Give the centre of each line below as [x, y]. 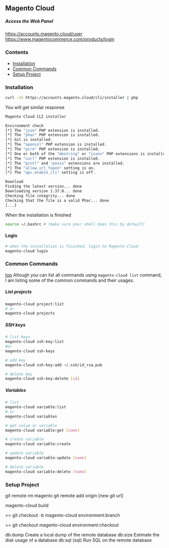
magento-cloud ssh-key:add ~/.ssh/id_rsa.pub [54, 365]
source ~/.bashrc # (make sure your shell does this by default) [75, 224]
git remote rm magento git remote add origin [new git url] [64, 496]
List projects [18, 292]
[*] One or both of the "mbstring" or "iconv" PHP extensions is [75, 154]
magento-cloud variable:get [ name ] [43, 430]
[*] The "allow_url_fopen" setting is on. [50, 168]
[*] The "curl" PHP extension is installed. [53, 159]
